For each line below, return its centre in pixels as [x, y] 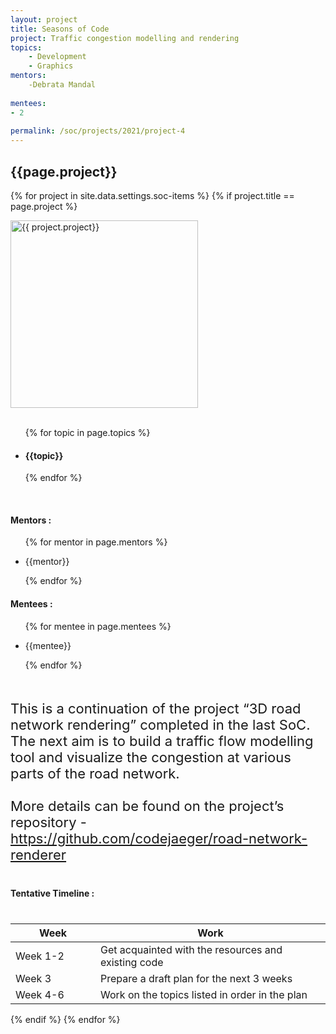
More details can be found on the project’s [147, 806]
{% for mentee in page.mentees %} [98, 626]
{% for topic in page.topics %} [87, 432]
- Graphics [51, 66]
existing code [132, 962]
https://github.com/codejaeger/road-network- [159, 838]
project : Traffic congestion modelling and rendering [125, 38]
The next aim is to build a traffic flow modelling [162, 741]
